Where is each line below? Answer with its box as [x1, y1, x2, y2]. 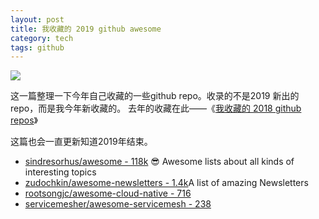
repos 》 [10, 114, 38, 126]
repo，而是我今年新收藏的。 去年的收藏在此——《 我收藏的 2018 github [10, 102, 302, 115]
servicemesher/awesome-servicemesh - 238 [24, 198, 212, 210]
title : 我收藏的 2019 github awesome [10, 24, 162, 34]
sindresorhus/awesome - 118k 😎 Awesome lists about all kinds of [24, 156, 295, 168]
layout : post [10, 14, 65, 25]
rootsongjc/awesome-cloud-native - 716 [24, 187, 192, 200]
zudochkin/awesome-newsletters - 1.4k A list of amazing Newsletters [24, 177, 309, 189]
